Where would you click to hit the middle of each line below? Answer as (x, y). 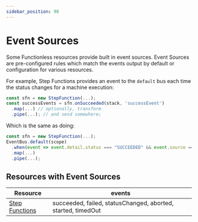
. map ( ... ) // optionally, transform (56, 109)
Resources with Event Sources (63, 176)
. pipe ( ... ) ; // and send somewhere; (56, 115)
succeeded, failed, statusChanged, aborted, (113, 203)
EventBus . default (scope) (37, 142)
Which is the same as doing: (40, 126)
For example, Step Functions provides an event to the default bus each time (99, 81)
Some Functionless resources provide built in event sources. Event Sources (98, 57)
